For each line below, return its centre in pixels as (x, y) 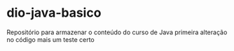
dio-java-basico (54, 13)
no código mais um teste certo (51, 39)
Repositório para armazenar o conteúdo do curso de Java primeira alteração (117, 32)
